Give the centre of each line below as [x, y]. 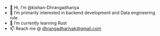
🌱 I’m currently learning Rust [38, 23]
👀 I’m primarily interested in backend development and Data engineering [82, 13]
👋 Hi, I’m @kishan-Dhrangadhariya [44, 8]
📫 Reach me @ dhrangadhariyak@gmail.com [55, 28]
